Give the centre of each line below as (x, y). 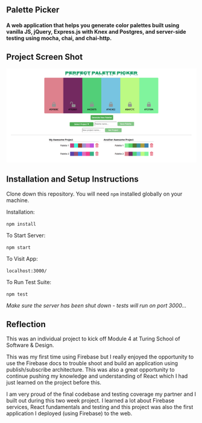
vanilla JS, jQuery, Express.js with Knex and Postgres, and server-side (96, 31)
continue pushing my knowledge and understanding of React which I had (97, 376)
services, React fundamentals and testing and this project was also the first (100, 407)
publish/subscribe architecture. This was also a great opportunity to (90, 370)
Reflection (26, 324)
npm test (17, 294)
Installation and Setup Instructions (72, 180)
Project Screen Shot (45, 57)
